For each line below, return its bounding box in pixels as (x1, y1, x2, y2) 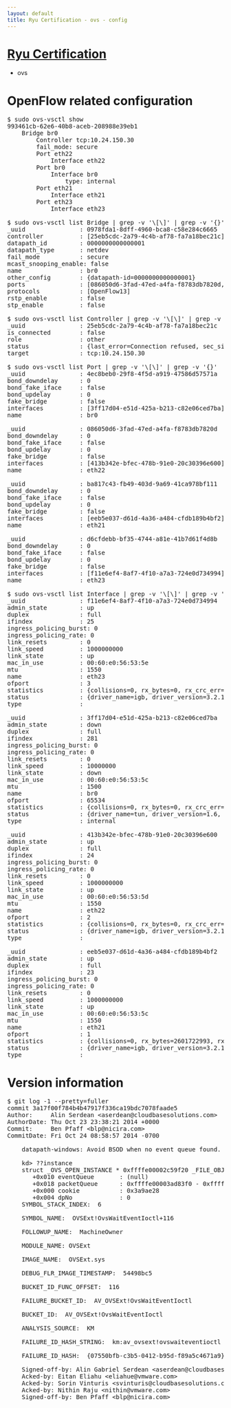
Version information (7, 1074, 124, 1090)
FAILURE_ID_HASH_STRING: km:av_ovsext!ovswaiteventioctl (21, 1339, 221, 1346)
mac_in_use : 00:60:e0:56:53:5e (7, 659, 149, 667)
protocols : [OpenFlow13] (7, 288, 131, 296)
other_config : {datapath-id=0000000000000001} (7, 274, 196, 282)
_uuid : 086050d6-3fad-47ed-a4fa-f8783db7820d (7, 425, 218, 433)
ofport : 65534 (7, 797, 105, 805)
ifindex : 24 (7, 852, 95, 860)
